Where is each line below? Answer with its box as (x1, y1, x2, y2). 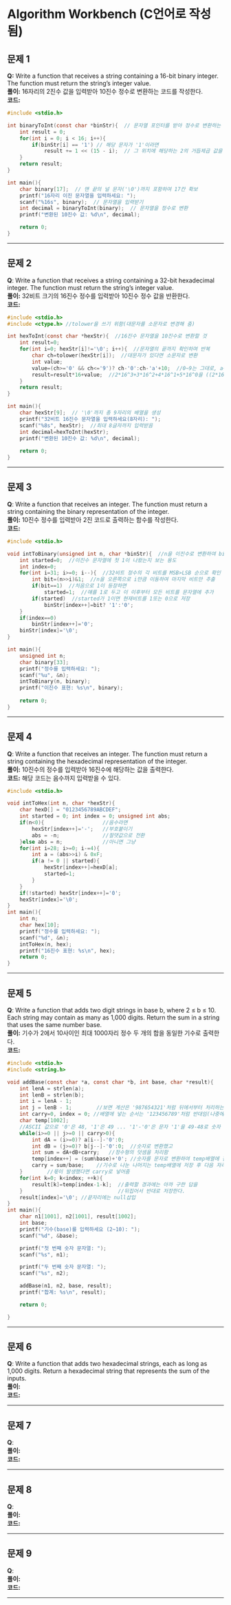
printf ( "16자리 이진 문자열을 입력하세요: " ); (19, 192, 136, 199)
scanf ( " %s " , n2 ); (19, 1270, 69, 1277)
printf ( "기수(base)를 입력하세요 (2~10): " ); (19, 1225, 141, 1233)
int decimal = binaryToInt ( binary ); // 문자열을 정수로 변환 (19, 205, 188, 212)
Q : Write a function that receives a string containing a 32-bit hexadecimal (7, 276, 215, 284)
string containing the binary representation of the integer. (7, 507, 170, 515)
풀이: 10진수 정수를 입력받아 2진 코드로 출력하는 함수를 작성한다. (7, 515, 179, 524)
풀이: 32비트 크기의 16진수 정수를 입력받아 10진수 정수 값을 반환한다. (7, 291, 190, 300)
